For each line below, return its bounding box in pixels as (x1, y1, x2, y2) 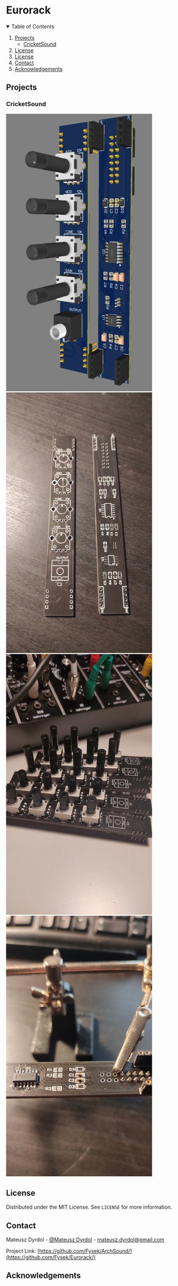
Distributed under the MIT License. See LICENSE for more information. (6, 1203, 172, 1211)
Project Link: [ (6, 1247, 40, 1255)
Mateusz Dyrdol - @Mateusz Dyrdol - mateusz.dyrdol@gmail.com (6, 1236, 165, 1243)
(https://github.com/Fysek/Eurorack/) (6, 1254, 96, 1261)
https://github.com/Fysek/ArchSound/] (39, 1247, 132, 1255)
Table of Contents (11, 23, 54, 30)
